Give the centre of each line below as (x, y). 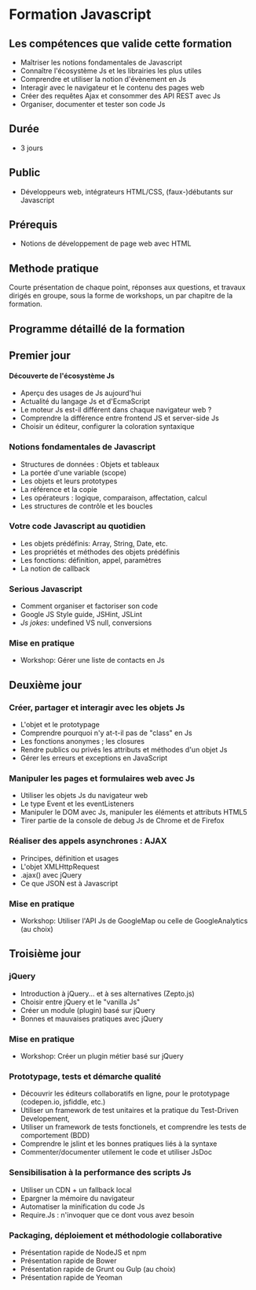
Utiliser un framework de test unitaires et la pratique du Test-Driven (129, 1111)
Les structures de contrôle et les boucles (86, 506)
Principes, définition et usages (69, 858)
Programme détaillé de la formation (97, 329)
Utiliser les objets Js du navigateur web (84, 796)
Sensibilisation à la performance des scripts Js (100, 1173)
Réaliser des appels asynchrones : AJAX (88, 841)
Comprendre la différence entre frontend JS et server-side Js (119, 418)
